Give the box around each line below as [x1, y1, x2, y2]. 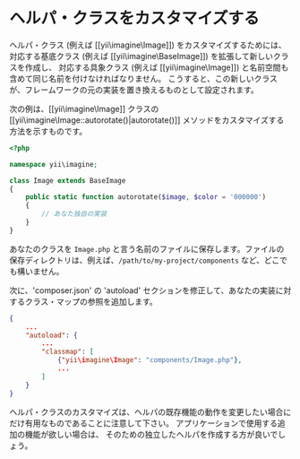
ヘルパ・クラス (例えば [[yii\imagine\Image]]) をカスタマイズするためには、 [9, 39, 287, 50]
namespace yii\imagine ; [9, 160, 99, 169]
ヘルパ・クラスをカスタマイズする [9, 8, 260, 29]
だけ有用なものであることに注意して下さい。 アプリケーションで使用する [9, 418, 279, 429]
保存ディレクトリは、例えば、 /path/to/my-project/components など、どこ [9, 255, 280, 265]
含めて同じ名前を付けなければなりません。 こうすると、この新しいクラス [9, 73, 278, 83]
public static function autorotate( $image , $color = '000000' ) [25, 193, 267, 202]
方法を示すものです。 [9, 126, 88, 136]
